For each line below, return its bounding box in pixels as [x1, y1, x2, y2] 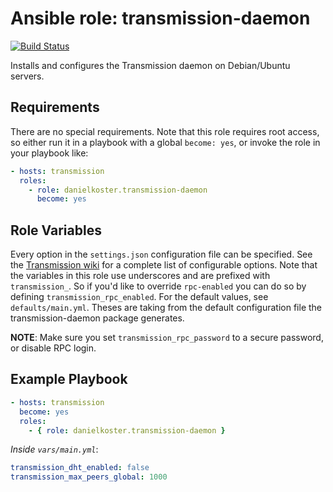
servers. [10, 70, 45, 82]
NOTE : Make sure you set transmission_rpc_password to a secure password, [10, 332, 324, 344]
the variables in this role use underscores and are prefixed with [10, 270, 271, 282]
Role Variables [10, 222, 102, 239]
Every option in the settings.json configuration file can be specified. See [10, 248, 313, 261]
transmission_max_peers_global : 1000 [10, 472, 168, 482]
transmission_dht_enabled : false [10, 463, 150, 473]
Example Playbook [10, 371, 128, 388]
